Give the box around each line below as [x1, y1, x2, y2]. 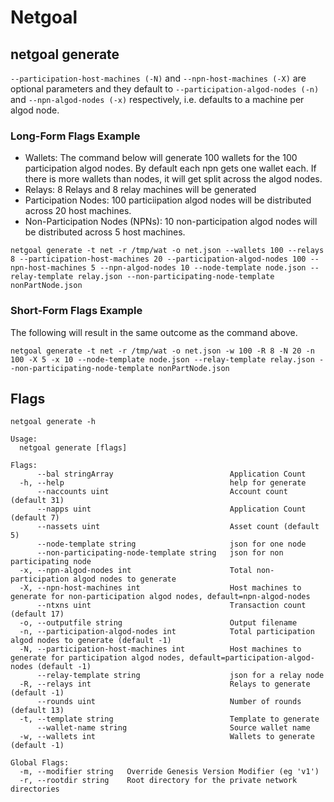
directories [10, 784, 60, 795]
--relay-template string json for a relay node [36, 671, 325, 681]
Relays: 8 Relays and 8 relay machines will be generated [24, 184, 257, 196]
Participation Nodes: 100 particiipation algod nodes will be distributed [24, 194, 312, 206]
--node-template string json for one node [36, 539, 307, 550]
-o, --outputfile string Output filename [19, 618, 298, 628]
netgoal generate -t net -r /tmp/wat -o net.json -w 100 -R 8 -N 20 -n [10, 346, 315, 356]
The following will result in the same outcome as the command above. [10, 326, 298, 338]
